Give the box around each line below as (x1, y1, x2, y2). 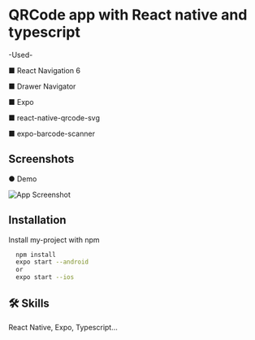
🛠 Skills (8, 297, 50, 311)
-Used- (8, 50, 33, 59)
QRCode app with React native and (8, 6, 248, 24)
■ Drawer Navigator (8, 81, 76, 91)
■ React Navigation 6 (8, 65, 81, 75)
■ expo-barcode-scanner (8, 129, 96, 138)
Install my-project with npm (8, 234, 100, 245)
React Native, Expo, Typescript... (8, 322, 118, 332)
